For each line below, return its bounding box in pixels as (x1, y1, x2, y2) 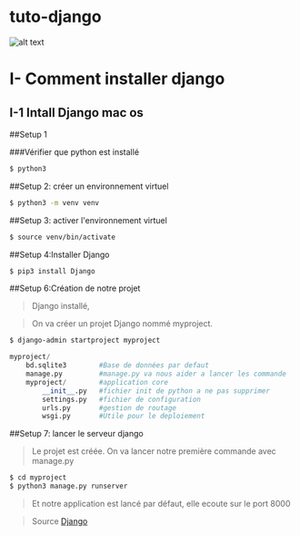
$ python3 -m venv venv (9, 198, 100, 207)
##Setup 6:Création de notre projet (9, 283, 141, 294)
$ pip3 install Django (9, 266, 95, 275)
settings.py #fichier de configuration (42, 395, 202, 404)
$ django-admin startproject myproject (9, 335, 161, 345)
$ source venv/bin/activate (9, 232, 116, 242)
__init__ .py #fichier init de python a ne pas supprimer (42, 386, 271, 396)
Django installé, (31, 301, 90, 312)
